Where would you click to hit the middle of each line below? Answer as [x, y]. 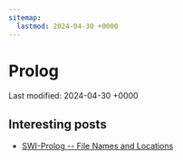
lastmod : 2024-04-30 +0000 [67, 26]
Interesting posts [58, 124]
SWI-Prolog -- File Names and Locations [97, 146]
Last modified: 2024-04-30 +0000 [73, 96]
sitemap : [25, 18]
